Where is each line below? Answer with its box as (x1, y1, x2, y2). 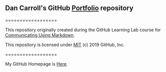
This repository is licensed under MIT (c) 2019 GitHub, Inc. (5, 42, 125, 48)
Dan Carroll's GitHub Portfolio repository (5, 4, 134, 12)
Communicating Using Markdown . (5, 32, 75, 38)
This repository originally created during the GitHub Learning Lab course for (5, 27, 161, 33)
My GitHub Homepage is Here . (5, 61, 68, 67)
